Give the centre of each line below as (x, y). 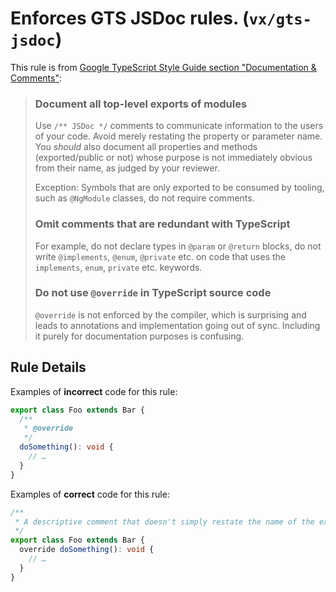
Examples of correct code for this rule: (90, 494)
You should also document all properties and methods (146, 147)
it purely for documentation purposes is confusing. (139, 336)
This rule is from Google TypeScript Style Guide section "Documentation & (163, 67)
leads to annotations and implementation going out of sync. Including (177, 325)
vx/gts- (280, 19)
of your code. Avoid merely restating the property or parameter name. (178, 136)
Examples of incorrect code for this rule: (94, 391)
